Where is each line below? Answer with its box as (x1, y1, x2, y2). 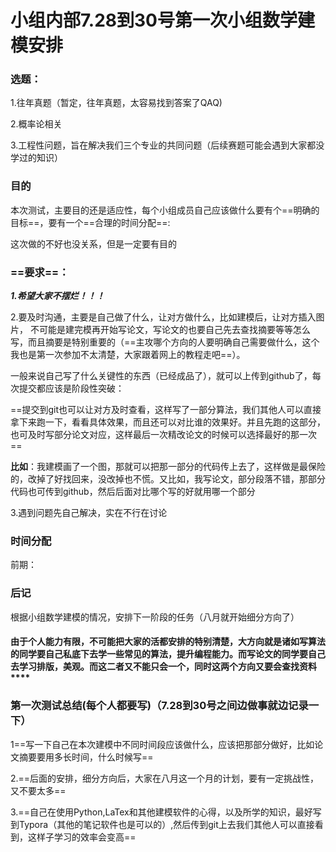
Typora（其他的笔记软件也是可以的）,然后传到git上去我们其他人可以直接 (18, 818, 315, 830)
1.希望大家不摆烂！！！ (10, 290, 105, 302)
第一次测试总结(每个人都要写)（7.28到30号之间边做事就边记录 (10, 699, 309, 713)
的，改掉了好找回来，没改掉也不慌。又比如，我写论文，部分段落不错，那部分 (10, 473, 326, 485)
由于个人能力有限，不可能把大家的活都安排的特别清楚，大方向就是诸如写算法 (10, 636, 326, 648)
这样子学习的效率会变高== (27, 831, 137, 843)
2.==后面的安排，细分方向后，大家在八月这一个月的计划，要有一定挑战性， (10, 772, 320, 784)
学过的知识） (10, 152, 63, 164)
